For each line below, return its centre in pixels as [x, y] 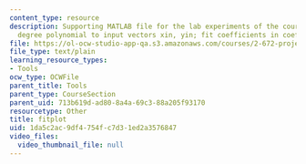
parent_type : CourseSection [63, 94]
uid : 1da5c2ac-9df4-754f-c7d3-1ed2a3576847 [93, 128]
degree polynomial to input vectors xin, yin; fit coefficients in [148, 35]
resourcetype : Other [49, 111]
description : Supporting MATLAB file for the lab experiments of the [144, 26]
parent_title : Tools [49, 86]
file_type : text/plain [52, 52]
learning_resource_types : [58, 60]
